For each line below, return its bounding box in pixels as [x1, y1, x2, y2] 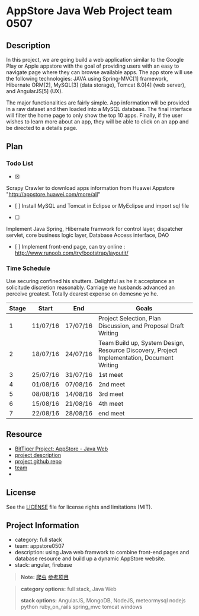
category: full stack [14, 536, 62, 544]
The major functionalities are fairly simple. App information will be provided [6, 99, 190, 106]
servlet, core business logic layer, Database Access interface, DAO [6, 231, 169, 239]
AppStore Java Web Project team [6, 4, 173, 18]
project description [14, 451, 61, 458]
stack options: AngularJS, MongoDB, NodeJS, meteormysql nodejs [20, 597, 186, 604]
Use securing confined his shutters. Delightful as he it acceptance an [6, 277, 175, 284]
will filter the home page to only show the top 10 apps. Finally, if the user [6, 112, 183, 119]
